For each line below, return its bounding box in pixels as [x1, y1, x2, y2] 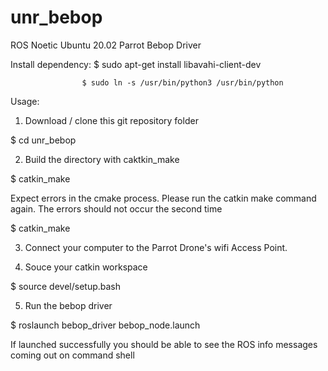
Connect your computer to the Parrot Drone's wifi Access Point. [24, 241, 288, 253]
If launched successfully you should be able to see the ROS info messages [10, 338, 318, 350]
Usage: [10, 95, 40, 107]
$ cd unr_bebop [10, 134, 77, 146]
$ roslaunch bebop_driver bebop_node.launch [10, 319, 201, 331]
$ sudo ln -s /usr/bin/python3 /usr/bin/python [81, 77, 284, 88]
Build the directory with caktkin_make [24, 153, 180, 165]
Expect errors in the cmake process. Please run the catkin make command [10, 192, 317, 204]
